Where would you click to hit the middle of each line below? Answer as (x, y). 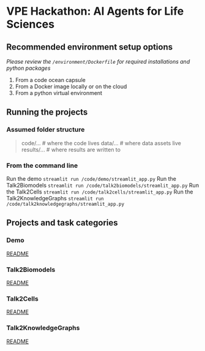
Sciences (31, 24)
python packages (28, 68)
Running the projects (47, 112)
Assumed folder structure (46, 130)
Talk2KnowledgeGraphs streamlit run (55, 198)
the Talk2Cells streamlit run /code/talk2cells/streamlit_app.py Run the (100, 192)
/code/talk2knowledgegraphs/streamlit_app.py (65, 204)
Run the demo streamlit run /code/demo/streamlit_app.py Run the (91, 178)
